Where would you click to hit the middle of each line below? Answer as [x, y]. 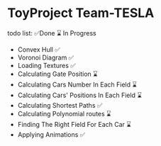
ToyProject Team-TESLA [81, 13]
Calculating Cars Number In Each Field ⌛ [77, 84]
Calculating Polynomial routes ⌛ [64, 113]
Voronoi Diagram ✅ [46, 57]
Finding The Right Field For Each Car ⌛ [74, 124]
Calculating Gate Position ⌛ [57, 74]
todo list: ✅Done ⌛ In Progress [52, 33]
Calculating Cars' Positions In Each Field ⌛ [79, 95]
